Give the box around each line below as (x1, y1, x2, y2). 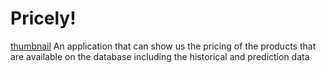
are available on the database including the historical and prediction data (10, 50, 310, 62)
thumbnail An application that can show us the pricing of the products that (10, 40, 317, 52)
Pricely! (10, 7, 77, 30)
